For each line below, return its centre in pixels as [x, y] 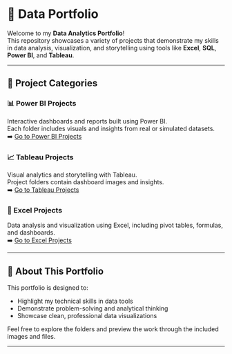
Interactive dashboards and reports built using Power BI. [87, 121]
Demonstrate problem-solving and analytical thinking [93, 308]
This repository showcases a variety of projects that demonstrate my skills [113, 40]
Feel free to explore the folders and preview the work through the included [113, 329]
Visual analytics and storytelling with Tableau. [72, 175]
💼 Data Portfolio [53, 14]
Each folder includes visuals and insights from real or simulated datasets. [111, 128]
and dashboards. [31, 233]
